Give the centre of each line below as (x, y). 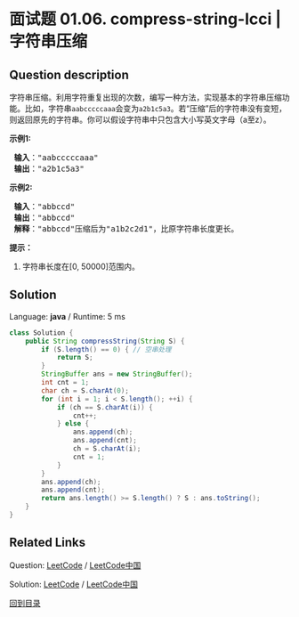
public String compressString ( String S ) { (105, 341)
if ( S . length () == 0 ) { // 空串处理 (106, 349)
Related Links (48, 543)
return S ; (75, 358)
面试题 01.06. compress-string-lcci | (145, 19)
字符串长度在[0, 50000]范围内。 (81, 266)
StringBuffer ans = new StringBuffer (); (117, 374)
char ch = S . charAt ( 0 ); (85, 390)
